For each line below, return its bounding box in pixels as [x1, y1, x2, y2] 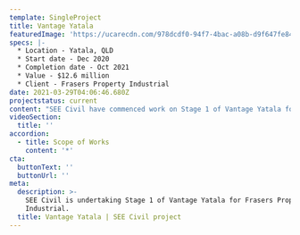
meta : [9, 180, 29, 189]
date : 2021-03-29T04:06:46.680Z [9, 88, 129, 97]
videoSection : [9, 113, 62, 122]
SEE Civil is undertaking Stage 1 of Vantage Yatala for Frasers [25, 196, 274, 206]
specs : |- [9, 38, 46, 47]
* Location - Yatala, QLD [17, 46, 114, 55]
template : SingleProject [9, 13, 102, 22]
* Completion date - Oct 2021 [17, 63, 129, 72]
